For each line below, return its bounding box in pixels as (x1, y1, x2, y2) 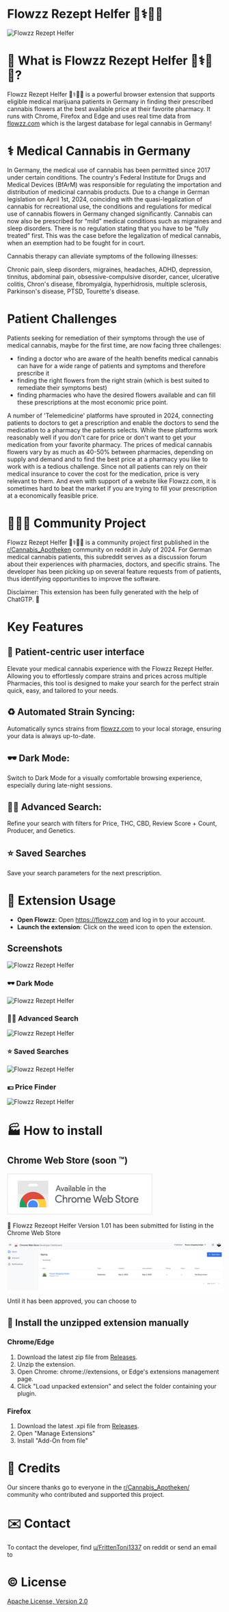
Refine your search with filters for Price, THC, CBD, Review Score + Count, (7, 819, 217, 828)
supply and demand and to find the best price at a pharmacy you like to (7, 455, 208, 463)
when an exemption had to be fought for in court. (7, 239, 146, 247)
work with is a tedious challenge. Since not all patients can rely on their (7, 462, 207, 470)
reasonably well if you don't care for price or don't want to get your (7, 433, 196, 441)
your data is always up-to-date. (7, 731, 96, 740)
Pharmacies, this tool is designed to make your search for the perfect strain (7, 679, 219, 687)
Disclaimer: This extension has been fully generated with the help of (7, 587, 199, 596)
